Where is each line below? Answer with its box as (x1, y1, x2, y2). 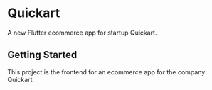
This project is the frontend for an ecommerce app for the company (7, 67, 206, 76)
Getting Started (7, 49, 78, 61)
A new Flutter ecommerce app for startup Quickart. (7, 28, 157, 37)
